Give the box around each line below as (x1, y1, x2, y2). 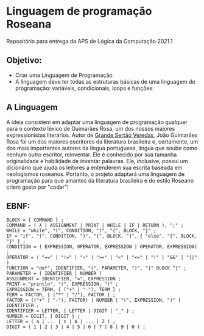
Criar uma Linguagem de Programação (15, 71, 113, 79)
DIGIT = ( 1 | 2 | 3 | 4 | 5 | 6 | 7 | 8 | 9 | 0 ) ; (6, 324, 146, 331)
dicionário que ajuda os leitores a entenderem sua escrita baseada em (6, 164, 183, 171)
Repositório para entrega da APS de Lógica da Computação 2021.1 (6, 37, 173, 45)
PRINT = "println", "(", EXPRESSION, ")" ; (6, 281, 119, 288)
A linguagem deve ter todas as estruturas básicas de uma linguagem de (15, 78, 196, 85)
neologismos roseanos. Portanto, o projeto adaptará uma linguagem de (6, 170, 185, 178)
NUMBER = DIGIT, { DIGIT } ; (6, 313, 80, 320)
